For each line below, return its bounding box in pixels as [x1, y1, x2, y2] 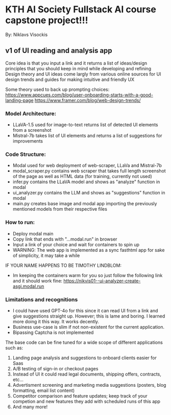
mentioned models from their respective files [12, 206, 107, 212]
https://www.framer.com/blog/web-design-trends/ [35, 97, 141, 103]
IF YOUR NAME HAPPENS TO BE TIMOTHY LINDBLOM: [5, 262, 121, 268]
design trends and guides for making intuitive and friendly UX [5, 76, 135, 83]
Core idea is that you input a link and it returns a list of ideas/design [5, 60, 148, 66]
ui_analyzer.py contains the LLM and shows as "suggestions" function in [12, 190, 165, 196]
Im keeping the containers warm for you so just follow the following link [12, 272, 163, 278]
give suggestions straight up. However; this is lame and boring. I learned [12, 313, 165, 319]
